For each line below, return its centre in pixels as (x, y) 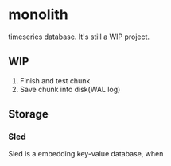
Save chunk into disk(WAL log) (70, 89)
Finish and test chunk (55, 80)
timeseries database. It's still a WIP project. (79, 37)
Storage (29, 114)
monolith (39, 15)
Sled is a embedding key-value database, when (86, 154)
